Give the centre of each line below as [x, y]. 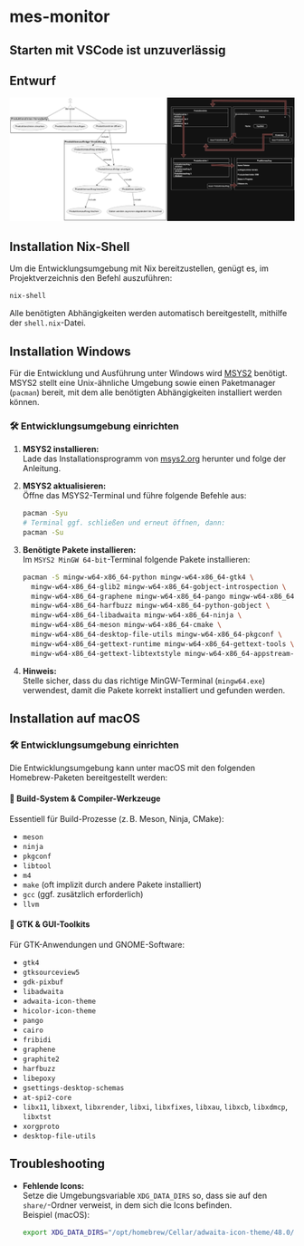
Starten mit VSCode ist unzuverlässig [118, 50]
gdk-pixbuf [43, 982]
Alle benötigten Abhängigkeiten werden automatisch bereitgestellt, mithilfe [148, 314]
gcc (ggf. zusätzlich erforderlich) [83, 893]
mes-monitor [60, 17]
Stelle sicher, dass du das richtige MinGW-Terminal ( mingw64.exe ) [144, 681]
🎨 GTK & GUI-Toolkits [50, 924]
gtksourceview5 [51, 972]
